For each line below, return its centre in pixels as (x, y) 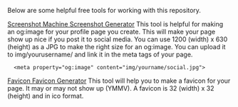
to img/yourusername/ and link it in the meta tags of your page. (100, 54)
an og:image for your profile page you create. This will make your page (112, 32)
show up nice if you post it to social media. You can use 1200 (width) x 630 (118, 39)
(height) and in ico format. (46, 96)
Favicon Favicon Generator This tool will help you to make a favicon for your (119, 81)
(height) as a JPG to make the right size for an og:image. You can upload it (117, 47)
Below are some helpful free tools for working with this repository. (104, 10)
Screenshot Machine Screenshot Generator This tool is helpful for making (115, 24)
